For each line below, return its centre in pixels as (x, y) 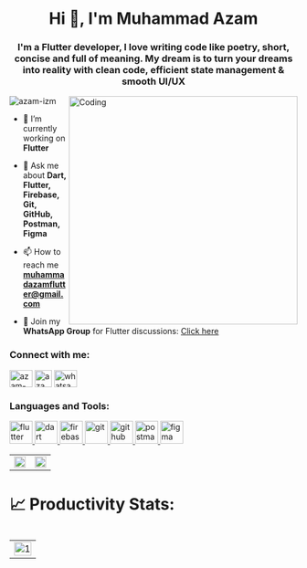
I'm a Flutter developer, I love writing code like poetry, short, (153, 47)
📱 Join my (42, 321)
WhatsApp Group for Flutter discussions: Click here (121, 331)
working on (44, 138)
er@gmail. (43, 294)
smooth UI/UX (153, 81)
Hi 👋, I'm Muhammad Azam (153, 19)
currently (40, 129)
